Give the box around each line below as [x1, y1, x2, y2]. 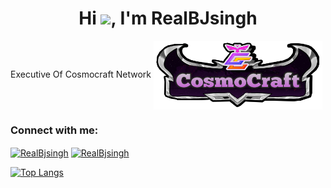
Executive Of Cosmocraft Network [10, 68, 152, 80]
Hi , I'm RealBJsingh [78, 7, 258, 30]
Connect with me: [10, 123, 99, 137]
